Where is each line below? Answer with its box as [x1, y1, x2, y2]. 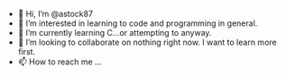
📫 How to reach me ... [17, 56, 102, 67]
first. [17, 46, 36, 57]
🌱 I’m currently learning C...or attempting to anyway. [17, 28, 212, 37]
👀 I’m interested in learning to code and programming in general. [17, 18, 258, 29]
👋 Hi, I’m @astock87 [17, 9, 93, 19]
